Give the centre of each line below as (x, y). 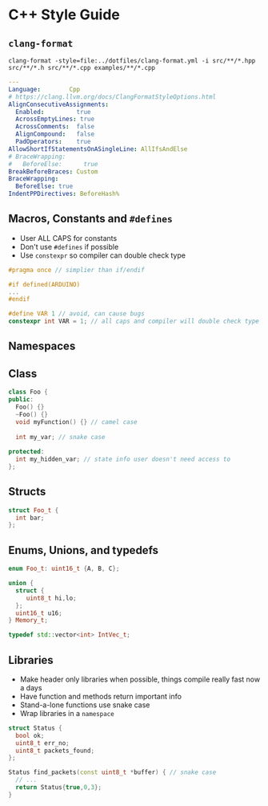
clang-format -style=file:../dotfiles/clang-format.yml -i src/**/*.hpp (132, 61)
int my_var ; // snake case (60, 437)
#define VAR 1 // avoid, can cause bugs (77, 314)
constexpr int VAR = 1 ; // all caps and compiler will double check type (134, 322)
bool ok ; (30, 735)
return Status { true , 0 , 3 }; (59, 788)
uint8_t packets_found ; (55, 751)
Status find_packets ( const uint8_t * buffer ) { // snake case (112, 772)
